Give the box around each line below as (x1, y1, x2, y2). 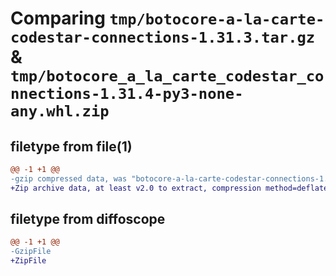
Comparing (10, 7, 106, 30)
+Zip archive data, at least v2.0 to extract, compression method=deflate (10, 183, 329, 193)
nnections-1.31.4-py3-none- (10, 85, 244, 104)
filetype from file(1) (10, 138, 133, 155)
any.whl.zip (10, 102, 110, 121)
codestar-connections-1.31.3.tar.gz (10, 28, 316, 47)
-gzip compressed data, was (10, 173, 128, 184)
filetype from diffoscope (10, 211, 166, 228)
